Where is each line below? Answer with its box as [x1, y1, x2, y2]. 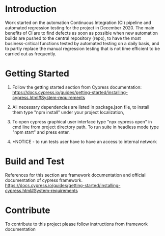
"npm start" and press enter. [12, 129, 70, 135]
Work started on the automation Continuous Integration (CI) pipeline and [5, 20, 151, 25]
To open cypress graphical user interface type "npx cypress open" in [12, 118, 152, 124]
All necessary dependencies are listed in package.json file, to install [12, 104, 150, 110]
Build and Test [5, 156, 65, 167]
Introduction [5, 3, 57, 15]
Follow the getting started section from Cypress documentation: [12, 84, 142, 90]
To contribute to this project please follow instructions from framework [5, 221, 148, 227]
